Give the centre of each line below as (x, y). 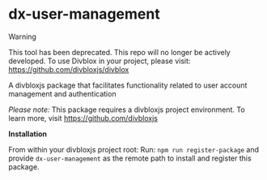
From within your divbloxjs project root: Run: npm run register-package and (134, 149)
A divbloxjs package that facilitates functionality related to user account (128, 85)
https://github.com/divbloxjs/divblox (69, 69)
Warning (22, 36)
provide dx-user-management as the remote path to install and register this (130, 158)
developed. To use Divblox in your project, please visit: (100, 61)
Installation (28, 134)
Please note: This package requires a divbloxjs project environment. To (127, 109)
